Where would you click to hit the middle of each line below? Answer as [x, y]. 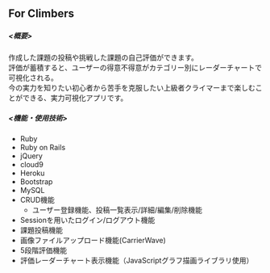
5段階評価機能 [44, 250]
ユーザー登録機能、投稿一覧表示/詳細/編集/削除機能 [117, 210]
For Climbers [42, 14]
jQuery [31, 156]
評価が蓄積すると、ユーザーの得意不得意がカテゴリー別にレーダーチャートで [135, 68]
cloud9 [32, 165]
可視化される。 [33, 78]
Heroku [32, 173]
